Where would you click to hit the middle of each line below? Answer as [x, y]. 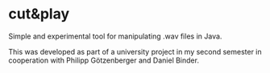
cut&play [39, 14]
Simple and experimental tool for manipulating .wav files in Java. [115, 36]
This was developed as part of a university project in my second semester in [135, 51]
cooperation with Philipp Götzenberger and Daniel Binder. [104, 60]
